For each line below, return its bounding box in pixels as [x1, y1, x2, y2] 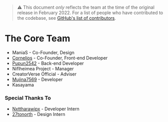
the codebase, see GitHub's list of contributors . [17, 15, 116, 21]
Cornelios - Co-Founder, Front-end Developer [12, 55, 108, 61]
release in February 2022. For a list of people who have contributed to [17, 10, 163, 16]
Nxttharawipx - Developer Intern [12, 106, 79, 112]
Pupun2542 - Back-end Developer [12, 60, 84, 66]
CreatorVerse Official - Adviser [12, 71, 77, 77]
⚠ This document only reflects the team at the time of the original [17, 5, 155, 10]
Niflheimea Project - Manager [12, 65, 74, 71]
